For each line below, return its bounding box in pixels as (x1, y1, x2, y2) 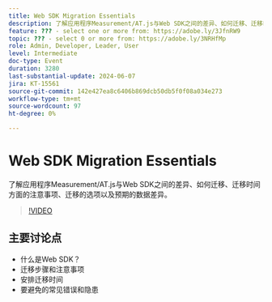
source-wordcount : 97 (8, 102, 82, 110)
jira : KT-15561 (8, 79, 60, 87)
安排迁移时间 (19, 274, 63, 284)
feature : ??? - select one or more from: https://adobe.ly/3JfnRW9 (8, 27, 241, 35)
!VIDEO (28, 206, 53, 215)
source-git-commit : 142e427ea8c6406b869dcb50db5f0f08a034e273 (8, 87, 223, 96)
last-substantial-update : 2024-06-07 (8, 72, 136, 80)
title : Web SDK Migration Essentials (8, 11, 136, 20)
